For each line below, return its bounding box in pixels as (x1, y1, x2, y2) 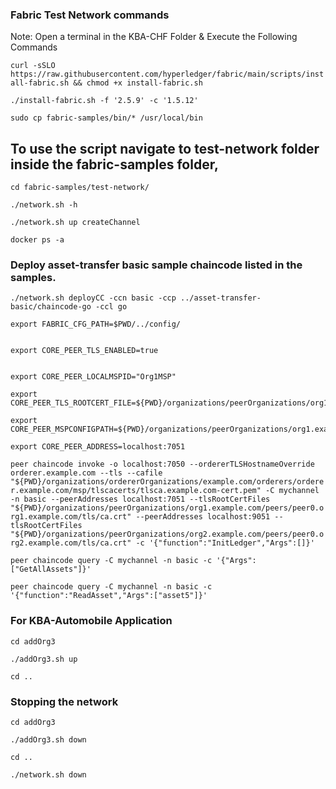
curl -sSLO (10, 61, 56, 71)
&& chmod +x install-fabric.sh (73, 78, 203, 88)
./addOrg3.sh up (10, 654, 78, 664)
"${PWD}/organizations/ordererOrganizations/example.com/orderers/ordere (10, 477, 325, 487)
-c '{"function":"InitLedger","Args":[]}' (135, 538, 315, 548)
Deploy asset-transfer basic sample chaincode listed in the (10, 258, 303, 272)
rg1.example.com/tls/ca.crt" (10, 512, 132, 522)
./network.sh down (10, 770, 87, 780)
